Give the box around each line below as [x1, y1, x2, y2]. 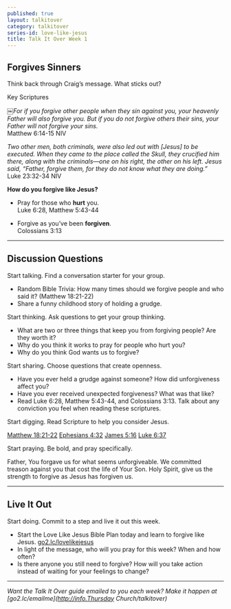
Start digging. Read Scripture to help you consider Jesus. [7, 417, 170, 426]
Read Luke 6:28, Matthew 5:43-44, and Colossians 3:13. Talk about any [16, 397, 220, 405]
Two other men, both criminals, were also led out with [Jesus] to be [7, 142, 199, 150]
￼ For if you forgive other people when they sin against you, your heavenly [7, 106, 219, 114]
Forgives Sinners [7, 61, 81, 73]
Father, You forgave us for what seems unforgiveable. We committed [7, 457, 201, 466]
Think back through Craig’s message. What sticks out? [7, 79, 162, 88]
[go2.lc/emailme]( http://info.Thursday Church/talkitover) [7, 594, 168, 602]
